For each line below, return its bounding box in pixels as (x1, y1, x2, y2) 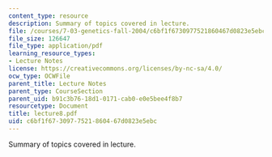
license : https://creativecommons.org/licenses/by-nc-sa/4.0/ (8, 65, 223, 73)
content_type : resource (8, 11, 89, 20)
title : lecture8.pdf (8, 110, 79, 118)
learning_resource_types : (8, 49, 96, 57)
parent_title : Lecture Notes (8, 79, 107, 87)
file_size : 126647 (8, 34, 70, 43)
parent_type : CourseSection (8, 87, 104, 95)
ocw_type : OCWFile (8, 72, 70, 80)
